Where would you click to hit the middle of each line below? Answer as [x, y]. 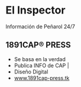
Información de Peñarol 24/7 [40, 26]
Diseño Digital [31, 72]
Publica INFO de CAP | [41, 65]
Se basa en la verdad [40, 59]
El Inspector [35, 10]
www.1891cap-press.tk [42, 78]
